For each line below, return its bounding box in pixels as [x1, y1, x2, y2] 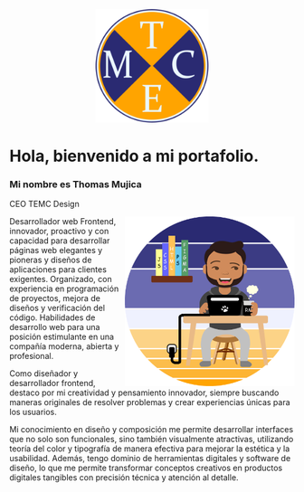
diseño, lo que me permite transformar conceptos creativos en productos [9, 462, 283, 474]
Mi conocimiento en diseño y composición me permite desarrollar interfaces [9, 424, 294, 435]
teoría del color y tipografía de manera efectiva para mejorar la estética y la [9, 443, 290, 454]
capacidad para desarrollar [9, 235, 110, 246]
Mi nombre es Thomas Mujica [9, 177, 142, 190]
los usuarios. [9, 407, 57, 418]
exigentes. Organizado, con [9, 274, 112, 285]
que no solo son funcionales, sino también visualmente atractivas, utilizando [9, 434, 294, 445]
